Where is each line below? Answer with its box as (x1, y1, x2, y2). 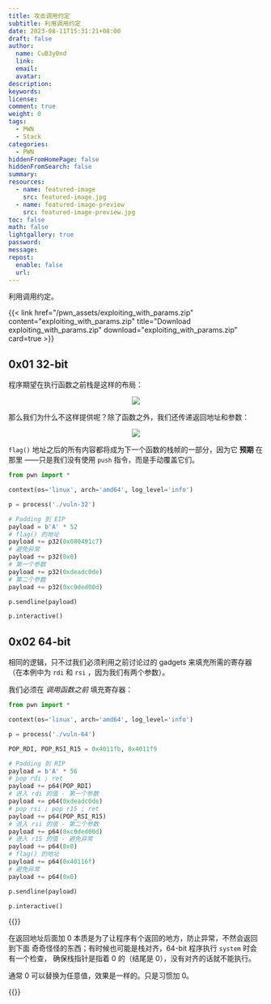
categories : (8, 140, 49, 149)
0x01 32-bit (8, 357, 69, 371)
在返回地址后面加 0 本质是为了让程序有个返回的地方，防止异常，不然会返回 (8, 933, 258, 943)
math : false (8, 223, 49, 231)
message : (8, 246, 38, 254)
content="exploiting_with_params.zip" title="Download (8, 317, 192, 326)
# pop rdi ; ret (8, 774, 63, 783)
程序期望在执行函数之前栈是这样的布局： (8, 380, 143, 390)
